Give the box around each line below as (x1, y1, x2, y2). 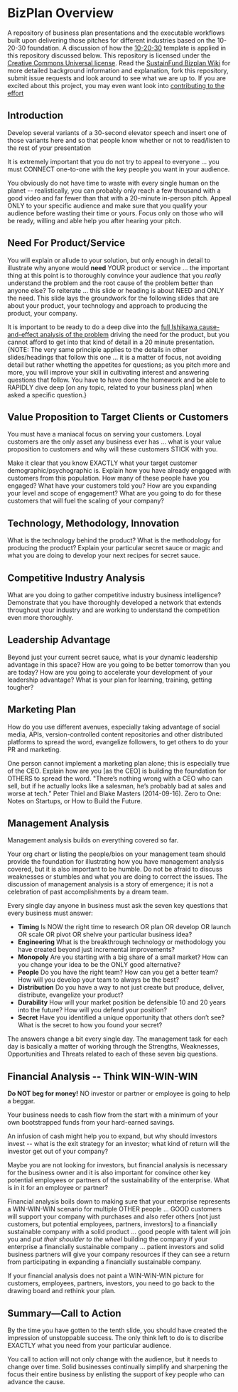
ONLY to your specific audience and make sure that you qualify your (7, 201, 207, 210)
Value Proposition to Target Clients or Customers (7, 411, 229, 423)
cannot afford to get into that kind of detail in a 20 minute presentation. (7, 338, 215, 346)
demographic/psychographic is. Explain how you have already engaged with (7, 466, 232, 475)
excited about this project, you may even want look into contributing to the (7, 81, 225, 90)
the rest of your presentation (7, 144, 91, 152)
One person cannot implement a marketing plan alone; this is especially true (7, 759, 230, 767)
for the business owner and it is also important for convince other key (7, 1168, 211, 1177)
